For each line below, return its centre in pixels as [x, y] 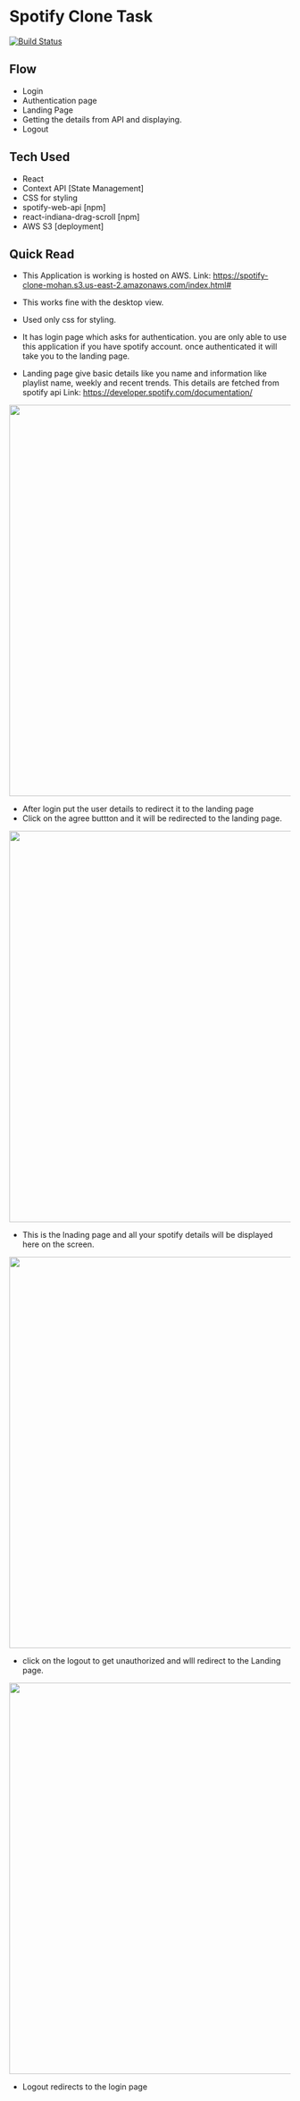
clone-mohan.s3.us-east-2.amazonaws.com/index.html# [127, 285]
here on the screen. [58, 1244]
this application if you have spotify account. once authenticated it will [150, 347]
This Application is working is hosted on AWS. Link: [117, 275]
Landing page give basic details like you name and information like [145, 374]
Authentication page [59, 100]
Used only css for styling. [69, 320]
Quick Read [42, 254]
